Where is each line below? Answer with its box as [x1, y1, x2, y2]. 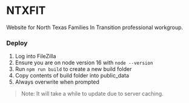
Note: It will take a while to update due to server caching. [21, 90, 164, 98]
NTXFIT [6, 4, 46, 18]
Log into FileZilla [15, 53, 56, 60]
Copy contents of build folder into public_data [15, 72, 129, 79]
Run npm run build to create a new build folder [15, 65, 132, 73]
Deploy [6, 39, 28, 47]
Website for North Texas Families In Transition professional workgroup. [6, 24, 184, 31]
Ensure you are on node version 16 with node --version [15, 59, 153, 67]
